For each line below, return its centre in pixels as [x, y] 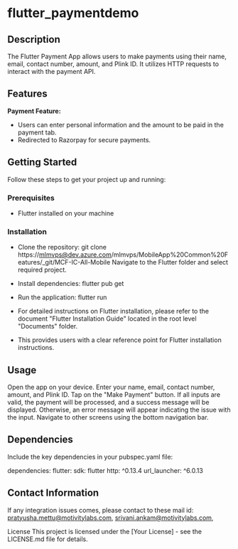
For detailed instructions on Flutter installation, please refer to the [113, 311]
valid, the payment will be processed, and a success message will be [108, 403]
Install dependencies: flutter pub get [71, 284]
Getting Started [42, 162]
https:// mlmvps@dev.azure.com [64, 255]
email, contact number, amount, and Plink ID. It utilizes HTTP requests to [113, 64]
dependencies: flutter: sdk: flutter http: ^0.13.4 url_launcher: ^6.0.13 [106, 470]
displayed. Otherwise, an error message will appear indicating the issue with [119, 410]
